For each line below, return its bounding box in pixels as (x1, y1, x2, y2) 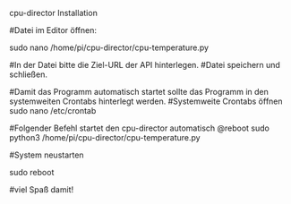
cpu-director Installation (9, 8, 98, 18)
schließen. (9, 69, 47, 80)
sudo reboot (9, 167, 55, 177)
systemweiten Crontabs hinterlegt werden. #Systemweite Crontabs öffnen (9, 96, 284, 106)
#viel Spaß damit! (9, 184, 74, 195)
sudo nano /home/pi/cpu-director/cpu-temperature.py (9, 42, 209, 53)
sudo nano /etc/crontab (9, 106, 97, 115)
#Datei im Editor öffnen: (9, 25, 97, 35)
